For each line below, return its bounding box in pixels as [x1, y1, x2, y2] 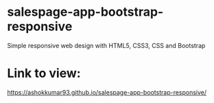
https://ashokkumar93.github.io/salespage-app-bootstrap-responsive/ [7, 88, 207, 96]
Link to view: [7, 66, 81, 81]
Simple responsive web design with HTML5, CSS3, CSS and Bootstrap [7, 41, 206, 49]
